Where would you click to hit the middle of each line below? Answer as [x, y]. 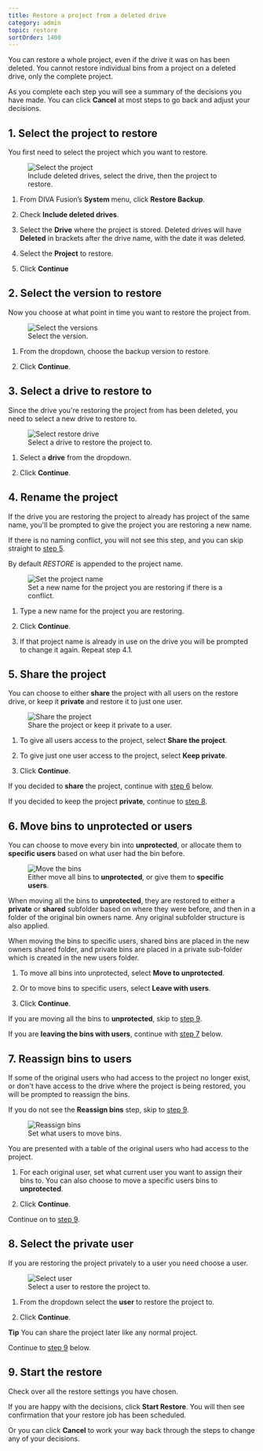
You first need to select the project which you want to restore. [108, 152]
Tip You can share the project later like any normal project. [103, 1332]
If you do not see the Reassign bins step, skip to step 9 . [99, 1109]
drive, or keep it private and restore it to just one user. [95, 702]
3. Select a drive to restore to [80, 391]
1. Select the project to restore [83, 133]
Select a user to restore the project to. [89, 1287]
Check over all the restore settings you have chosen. [93, 1391]
